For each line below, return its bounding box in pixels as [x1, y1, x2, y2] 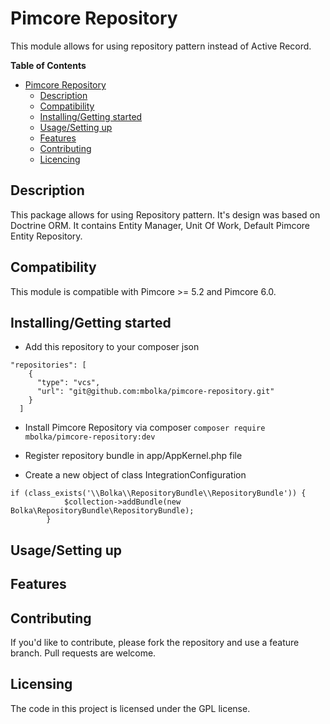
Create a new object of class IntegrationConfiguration [24, 469, 247, 481]
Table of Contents [10, 59, 87, 71]
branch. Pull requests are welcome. [10, 647, 157, 659]
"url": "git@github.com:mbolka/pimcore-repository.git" [36, 387, 275, 397]
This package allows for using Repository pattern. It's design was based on [10, 208, 321, 221]
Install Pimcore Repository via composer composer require [24, 422, 266, 434]
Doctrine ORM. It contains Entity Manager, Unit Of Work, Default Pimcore [10, 219, 311, 231]
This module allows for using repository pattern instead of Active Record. [10, 40, 312, 52]
